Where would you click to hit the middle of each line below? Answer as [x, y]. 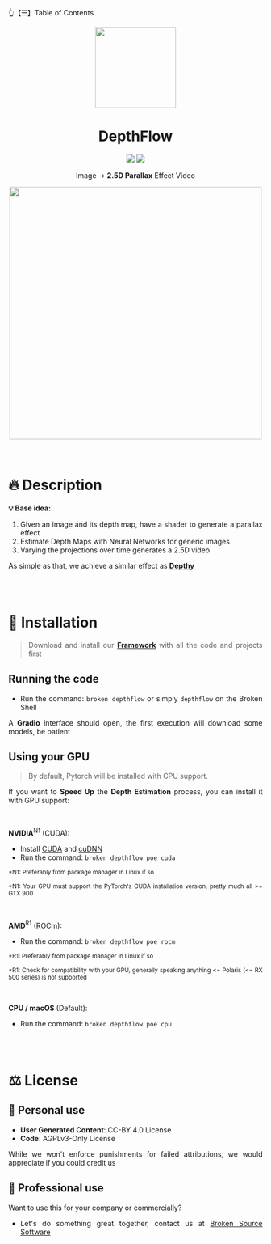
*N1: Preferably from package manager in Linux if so [81, 873]
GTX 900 [21, 894]
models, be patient [40, 731]
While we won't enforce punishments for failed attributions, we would [135, 1154]
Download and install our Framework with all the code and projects [145, 645]
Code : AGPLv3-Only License [67, 1138]
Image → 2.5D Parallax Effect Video [135, 175]
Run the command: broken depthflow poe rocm [98, 941]
